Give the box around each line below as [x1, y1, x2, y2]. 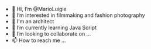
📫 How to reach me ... [11, 37, 66, 44]
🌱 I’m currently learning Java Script [11, 24, 97, 31]
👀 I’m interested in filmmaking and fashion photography [11, 12, 145, 19]
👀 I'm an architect [11, 18, 54, 24]
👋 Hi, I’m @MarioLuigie [11, 6, 67, 12]
